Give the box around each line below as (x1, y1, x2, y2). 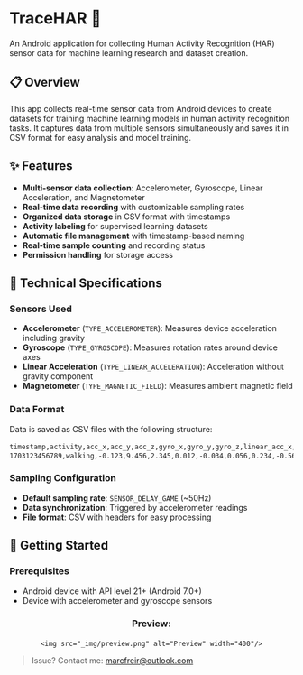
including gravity (22, 333, 86, 344)
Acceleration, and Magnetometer (22, 191, 146, 202)
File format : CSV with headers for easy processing (22, 512, 212, 522)
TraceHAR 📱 (9, 8, 102, 29)
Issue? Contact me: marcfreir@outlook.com (31, 654, 194, 666)
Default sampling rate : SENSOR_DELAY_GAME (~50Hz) (22, 492, 212, 504)
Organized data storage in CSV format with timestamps (22, 211, 231, 222)
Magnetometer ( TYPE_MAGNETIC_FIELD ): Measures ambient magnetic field (22, 381, 293, 392)
